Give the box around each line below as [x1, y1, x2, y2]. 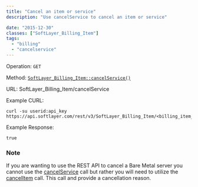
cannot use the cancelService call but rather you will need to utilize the [6, 168, 179, 175]
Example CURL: [6, 96, 44, 103]
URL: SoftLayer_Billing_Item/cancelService [6, 85, 110, 92]
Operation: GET [6, 62, 41, 69]
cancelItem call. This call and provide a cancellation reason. [6, 175, 151, 182]
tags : [6, 36, 19, 42]
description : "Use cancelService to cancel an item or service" [6, 14, 167, 20]
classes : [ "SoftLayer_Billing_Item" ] [6, 30, 99, 36]
